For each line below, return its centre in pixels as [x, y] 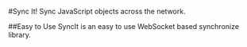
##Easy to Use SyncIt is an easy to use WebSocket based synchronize [124, 26]
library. [20, 35]
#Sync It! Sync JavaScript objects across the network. [97, 11]
